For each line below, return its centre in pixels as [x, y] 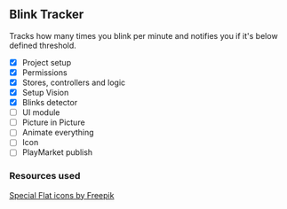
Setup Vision [45, 93]
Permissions [45, 72]
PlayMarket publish [57, 152]
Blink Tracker [47, 15]
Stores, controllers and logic [74, 82]
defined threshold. [43, 45]
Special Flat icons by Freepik [62, 195]
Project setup [47, 62]
